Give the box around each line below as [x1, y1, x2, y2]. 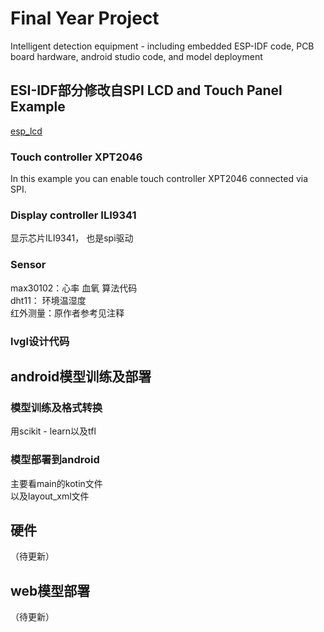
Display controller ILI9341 [10, 208, 137, 222]
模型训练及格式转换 [10, 400, 103, 414]
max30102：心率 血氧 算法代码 [10, 282, 138, 294]
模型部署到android [10, 453, 100, 467]
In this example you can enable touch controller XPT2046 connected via [10, 173, 309, 185]
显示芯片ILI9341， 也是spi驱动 [10, 232, 134, 244]
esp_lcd [10, 125, 43, 137]
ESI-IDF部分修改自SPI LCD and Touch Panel [10, 82, 283, 99]
